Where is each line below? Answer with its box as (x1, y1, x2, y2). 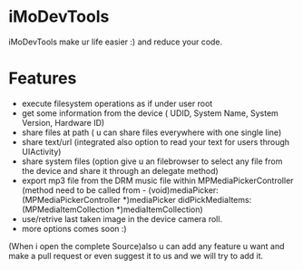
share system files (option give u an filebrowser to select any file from (21, 156, 283, 167)
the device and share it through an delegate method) (21, 165, 219, 176)
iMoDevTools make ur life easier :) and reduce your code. (8, 36, 223, 47)
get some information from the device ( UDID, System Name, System (21, 107, 279, 119)
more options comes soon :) (21, 223, 128, 234)
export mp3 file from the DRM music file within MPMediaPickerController (21, 175, 294, 186)
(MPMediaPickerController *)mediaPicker (21, 194, 176, 205)
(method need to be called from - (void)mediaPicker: (21, 184, 219, 196)
